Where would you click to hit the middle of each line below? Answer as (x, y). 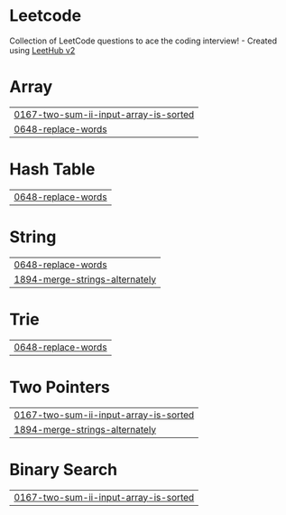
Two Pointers (60, 387)
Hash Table (52, 169)
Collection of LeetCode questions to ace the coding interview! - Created (143, 41)
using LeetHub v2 (42, 50)
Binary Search (64, 469)
